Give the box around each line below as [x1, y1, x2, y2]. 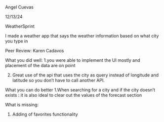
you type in [5, 38, 28, 44]
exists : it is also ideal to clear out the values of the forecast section [5, 92, 142, 98]
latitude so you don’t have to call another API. [12, 78, 105, 83]
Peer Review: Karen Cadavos [5, 48, 64, 53]
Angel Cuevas [5, 4, 34, 10]
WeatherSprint [5, 23, 35, 29]
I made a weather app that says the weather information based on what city [5, 33, 159, 39]
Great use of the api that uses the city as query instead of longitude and [12, 72, 159, 78]
